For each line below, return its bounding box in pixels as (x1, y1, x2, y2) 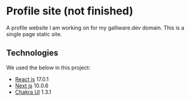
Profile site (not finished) (6, 4, 133, 18)
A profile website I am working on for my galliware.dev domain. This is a (6, 24, 185, 31)
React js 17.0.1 (14, 75, 49, 82)
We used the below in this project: (6, 64, 91, 71)
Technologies (6, 48, 59, 58)
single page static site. (6, 30, 62, 37)
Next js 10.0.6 (14, 82, 49, 89)
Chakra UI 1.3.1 (14, 88, 52, 96)
